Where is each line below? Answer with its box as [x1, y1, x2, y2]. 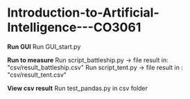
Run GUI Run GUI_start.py [7, 42, 81, 51]
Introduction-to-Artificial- [7, 5, 159, 21]
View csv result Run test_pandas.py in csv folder [7, 84, 148, 92]
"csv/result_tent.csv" [7, 71, 67, 79]
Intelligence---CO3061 [7, 19, 141, 35]
